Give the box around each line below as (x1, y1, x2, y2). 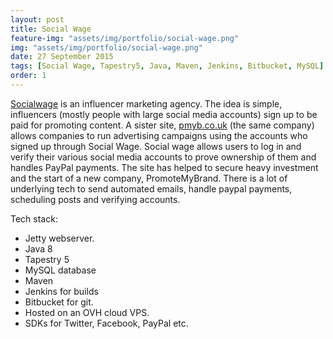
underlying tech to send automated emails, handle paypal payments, (10, 182, 293, 195)
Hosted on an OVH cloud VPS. (24, 306, 150, 318)
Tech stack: (10, 212, 58, 225)
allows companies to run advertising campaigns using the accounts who (10, 129, 308, 141)
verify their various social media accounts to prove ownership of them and (10, 151, 317, 163)
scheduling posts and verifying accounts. (10, 193, 181, 205)
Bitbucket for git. (24, 296, 94, 308)
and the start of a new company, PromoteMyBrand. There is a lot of (10, 172, 288, 184)
